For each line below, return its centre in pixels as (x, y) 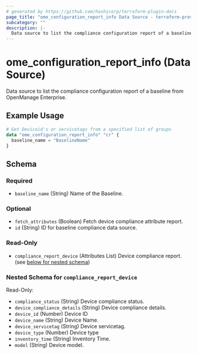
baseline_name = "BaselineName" (51, 140)
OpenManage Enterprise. (36, 97)
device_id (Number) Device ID (51, 313)
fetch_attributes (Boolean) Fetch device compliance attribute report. (99, 221)
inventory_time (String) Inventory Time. (62, 339)
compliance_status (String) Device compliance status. (79, 301)
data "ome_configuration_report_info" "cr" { (62, 135)
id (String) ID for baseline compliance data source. (76, 228)
